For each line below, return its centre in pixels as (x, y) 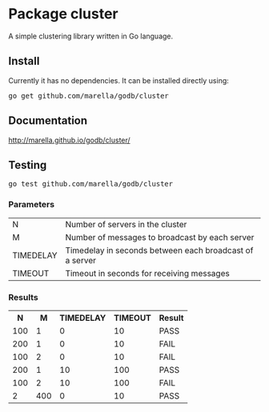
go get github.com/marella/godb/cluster (89, 96)
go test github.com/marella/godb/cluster (91, 184)
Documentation (48, 121)
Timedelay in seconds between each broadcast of (159, 250)
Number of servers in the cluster (126, 224)
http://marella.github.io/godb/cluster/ (69, 140)
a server (80, 260)
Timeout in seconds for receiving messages (147, 273)
